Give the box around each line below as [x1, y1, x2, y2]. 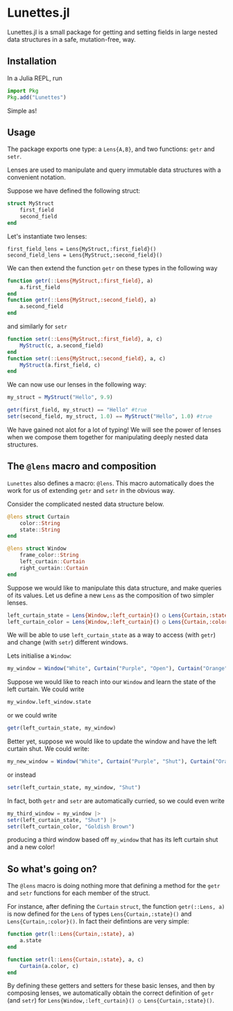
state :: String [19, 526, 60, 533]
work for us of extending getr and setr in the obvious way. [7, 486, 175, 494]
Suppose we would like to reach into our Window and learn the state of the [7, 678, 216, 686]
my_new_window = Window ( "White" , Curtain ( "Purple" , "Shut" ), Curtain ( [7, 758, 216, 765]
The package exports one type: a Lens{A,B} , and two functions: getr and [7, 145, 215, 154]
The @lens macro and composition [7, 460, 157, 472]
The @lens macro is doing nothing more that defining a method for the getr [7, 882, 221, 890]
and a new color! [7, 843, 55, 851]
